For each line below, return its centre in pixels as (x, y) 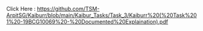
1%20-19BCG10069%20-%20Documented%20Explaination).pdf (87, 22)
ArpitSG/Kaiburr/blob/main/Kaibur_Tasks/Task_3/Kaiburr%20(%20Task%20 (101, 15)
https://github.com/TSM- (68, 9)
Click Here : (21, 9)
